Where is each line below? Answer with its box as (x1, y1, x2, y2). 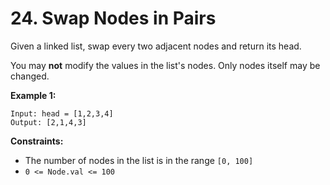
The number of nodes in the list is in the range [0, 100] (24, 154, 254, 166)
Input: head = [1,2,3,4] (10, 108, 114, 119)
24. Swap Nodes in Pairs (10, 7, 217, 30)
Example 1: (10, 89, 57, 101)
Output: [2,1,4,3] (10, 117, 87, 127)
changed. (10, 70, 50, 82)
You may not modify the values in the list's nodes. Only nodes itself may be (10, 59, 321, 71)
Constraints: (10, 135, 64, 147)
